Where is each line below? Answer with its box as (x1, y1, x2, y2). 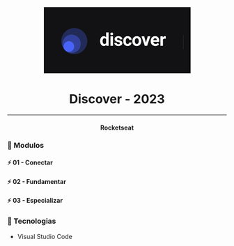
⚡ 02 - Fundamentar (7, 177, 66, 185)
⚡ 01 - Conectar (7, 158, 54, 167)
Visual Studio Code (17, 232, 73, 240)
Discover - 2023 (69, 91, 165, 107)
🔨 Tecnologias (7, 216, 56, 226)
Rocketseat (100, 123, 134, 132)
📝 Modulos (7, 141, 45, 151)
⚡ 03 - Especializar (7, 197, 63, 205)
